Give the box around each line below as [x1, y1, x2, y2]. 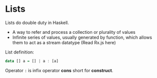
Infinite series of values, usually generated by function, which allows [12, 34, 153, 40]
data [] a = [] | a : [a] [5, 58, 58, 63]
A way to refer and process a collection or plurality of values [12, 29, 136, 35]
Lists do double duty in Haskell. [5, 20, 69, 26]
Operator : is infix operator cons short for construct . [5, 67, 113, 73]
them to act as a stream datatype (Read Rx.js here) [12, 39, 116, 45]
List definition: [5, 49, 34, 55]
